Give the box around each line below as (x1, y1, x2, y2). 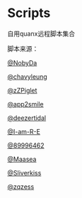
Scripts (7, 5, 51, 21)
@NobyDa (7, 58, 37, 67)
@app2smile (7, 99, 44, 108)
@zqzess (7, 182, 35, 191)
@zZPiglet (7, 86, 37, 94)
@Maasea (7, 155, 37, 163)
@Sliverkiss (7, 168, 42, 177)
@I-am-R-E (7, 127, 41, 136)
